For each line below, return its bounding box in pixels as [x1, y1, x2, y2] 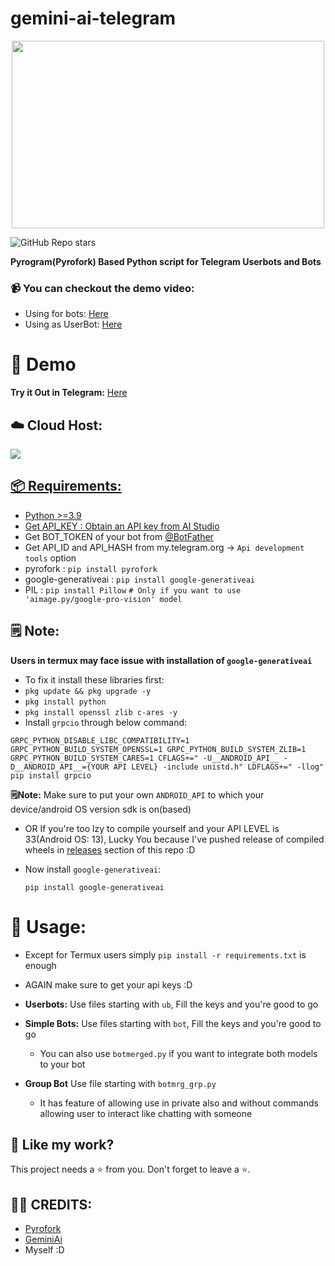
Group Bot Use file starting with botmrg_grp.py [24, 1077, 217, 1089]
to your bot [39, 1058, 86, 1070]
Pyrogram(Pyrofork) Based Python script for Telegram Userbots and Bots [10, 255, 322, 267]
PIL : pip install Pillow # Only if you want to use [24, 583, 242, 596]
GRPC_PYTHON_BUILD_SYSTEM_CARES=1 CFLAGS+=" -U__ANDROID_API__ [10, 753, 280, 763]
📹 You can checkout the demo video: [10, 281, 195, 295]
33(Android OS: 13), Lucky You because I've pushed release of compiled [24, 833, 325, 845]
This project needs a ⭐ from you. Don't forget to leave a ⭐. [10, 1163, 251, 1176]
